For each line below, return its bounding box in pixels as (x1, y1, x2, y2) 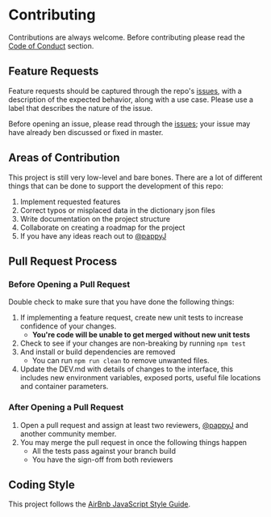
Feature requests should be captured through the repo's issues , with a (8, 86, 242, 95)
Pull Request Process (8, 254, 118, 268)
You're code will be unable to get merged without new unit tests (31, 330, 250, 340)
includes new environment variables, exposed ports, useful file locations (19, 373, 261, 383)
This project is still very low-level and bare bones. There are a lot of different (8, 172, 263, 182)
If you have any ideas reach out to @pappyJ (19, 231, 167, 240)
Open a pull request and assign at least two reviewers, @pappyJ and (19, 420, 248, 430)
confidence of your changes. (19, 321, 117, 331)
